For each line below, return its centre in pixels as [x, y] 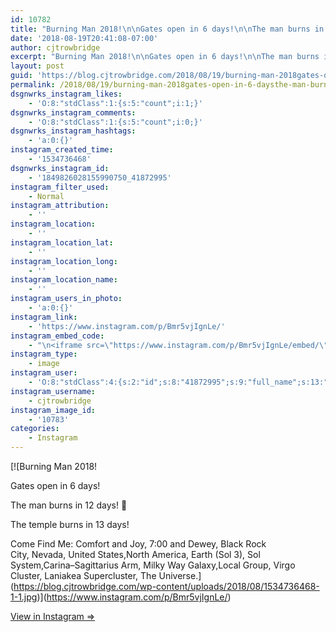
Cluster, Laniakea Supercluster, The [83, 575]
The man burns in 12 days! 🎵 [69, 505]
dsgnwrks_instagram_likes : [66, 94]
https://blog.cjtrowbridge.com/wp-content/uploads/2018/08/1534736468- [166, 586]
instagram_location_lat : [62, 242]
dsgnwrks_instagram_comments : [73, 112]
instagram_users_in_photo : [66, 299]
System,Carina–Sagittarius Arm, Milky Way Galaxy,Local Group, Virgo [153, 565]
